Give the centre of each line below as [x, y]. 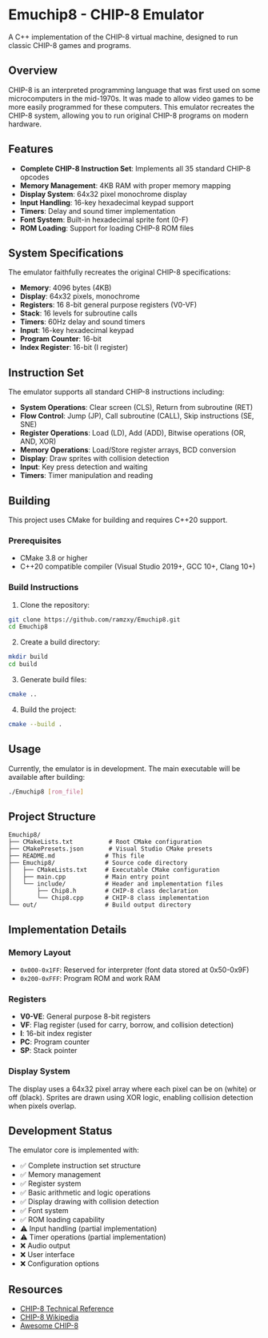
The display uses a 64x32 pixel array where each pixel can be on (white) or [132, 1089]
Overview [33, 71]
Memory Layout [40, 952]
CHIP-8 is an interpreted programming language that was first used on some [134, 90]
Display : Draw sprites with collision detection [94, 459]
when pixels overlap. [42, 1106]
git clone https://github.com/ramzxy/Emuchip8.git [94, 619]
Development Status [60, 1131]
